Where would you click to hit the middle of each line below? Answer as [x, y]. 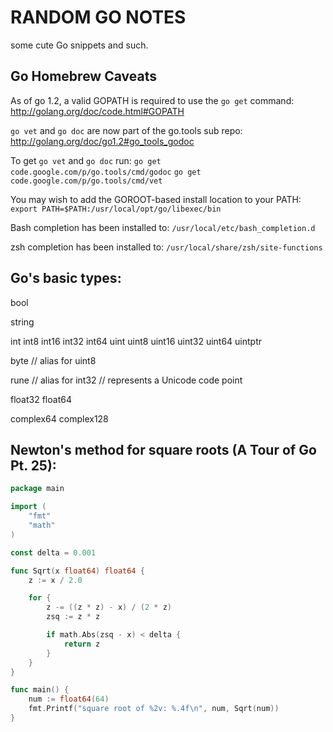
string [22, 322]
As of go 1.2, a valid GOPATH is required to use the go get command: [152, 100]
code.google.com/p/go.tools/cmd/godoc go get [106, 172]
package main [37, 489]
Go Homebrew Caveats [83, 76]
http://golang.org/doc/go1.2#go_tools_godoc [102, 141]
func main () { [40, 690]
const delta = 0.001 [53, 552]
